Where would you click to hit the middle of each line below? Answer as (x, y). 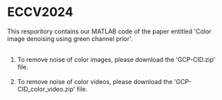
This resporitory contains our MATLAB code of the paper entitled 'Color (109, 31)
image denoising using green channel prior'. (70, 38)
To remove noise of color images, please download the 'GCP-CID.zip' (116, 59)
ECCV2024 (40, 12)
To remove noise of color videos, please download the (95, 81)
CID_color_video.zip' (46, 89)
